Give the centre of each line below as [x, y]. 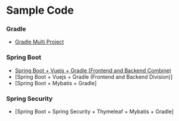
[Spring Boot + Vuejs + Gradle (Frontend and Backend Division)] [94, 77]
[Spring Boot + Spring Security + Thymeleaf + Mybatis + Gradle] [94, 111]
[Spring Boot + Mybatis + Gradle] [56, 83]
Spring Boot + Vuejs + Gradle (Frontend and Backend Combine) [93, 70]
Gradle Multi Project [39, 42]
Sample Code [40, 10]
